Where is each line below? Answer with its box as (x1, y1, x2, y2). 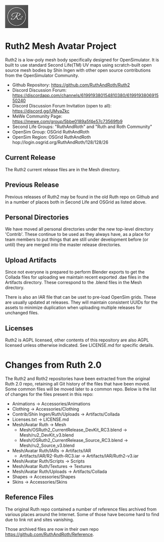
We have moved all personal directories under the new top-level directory (5, 226, 154, 232)
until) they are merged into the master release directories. (5, 242, 121, 248)
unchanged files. (5, 310, 39, 316)
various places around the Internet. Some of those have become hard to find (5, 511, 160, 517)
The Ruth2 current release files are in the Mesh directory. (5, 166, 121, 172)
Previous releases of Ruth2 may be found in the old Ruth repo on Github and (5, 194, 159, 200)
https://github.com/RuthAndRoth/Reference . (5, 531, 94, 537)
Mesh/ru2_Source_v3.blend (19, 442, 75, 448)
